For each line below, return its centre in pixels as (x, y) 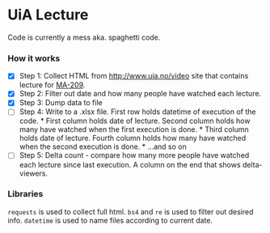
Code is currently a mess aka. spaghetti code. (84, 37)
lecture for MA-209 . (52, 85)
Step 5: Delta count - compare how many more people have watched (134, 155)
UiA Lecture (48, 15)
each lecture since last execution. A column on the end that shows (130, 164)
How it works (34, 58)
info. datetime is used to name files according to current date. (110, 220)
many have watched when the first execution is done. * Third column (134, 129)
